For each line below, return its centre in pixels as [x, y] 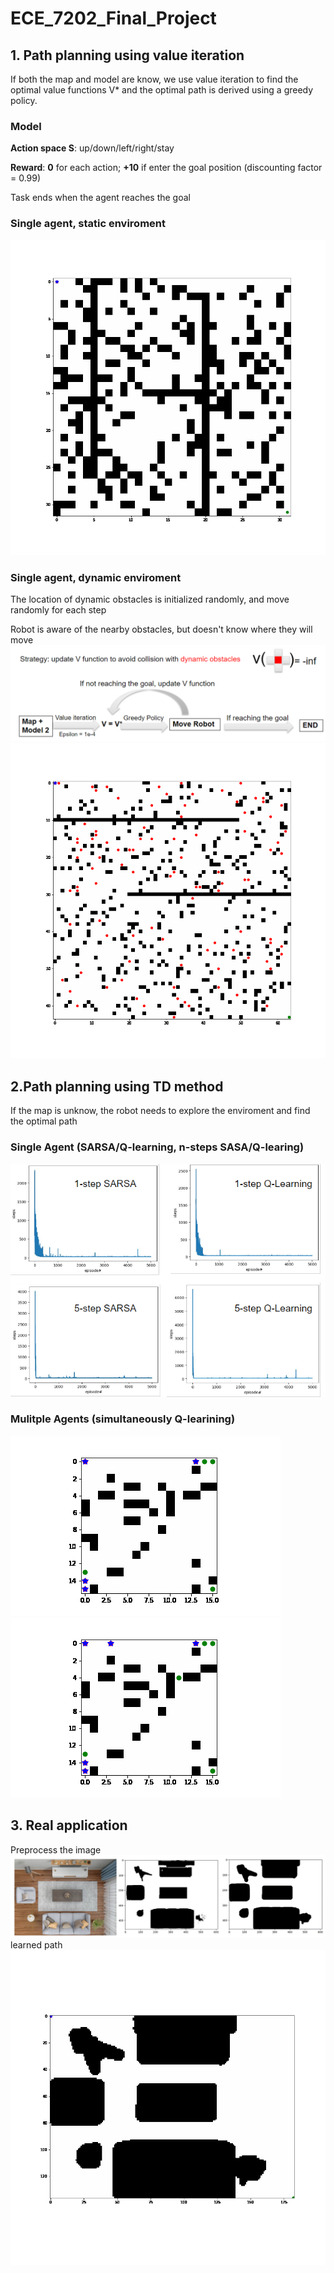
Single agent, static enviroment [88, 224]
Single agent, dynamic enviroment [96, 577]
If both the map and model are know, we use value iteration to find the [154, 79]
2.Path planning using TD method [117, 1086]
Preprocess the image [56, 1849]
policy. [24, 100]
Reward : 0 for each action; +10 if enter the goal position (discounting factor [166, 168]
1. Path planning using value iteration [127, 55]
